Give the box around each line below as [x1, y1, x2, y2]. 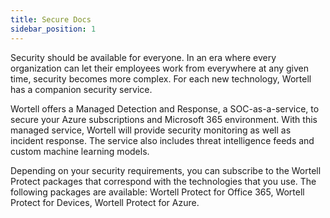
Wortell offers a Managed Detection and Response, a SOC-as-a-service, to [10, 102, 320, 115]
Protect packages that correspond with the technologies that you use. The [10, 175, 317, 187]
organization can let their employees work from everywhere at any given [10, 62, 310, 74]
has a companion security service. [10, 83, 153, 95]
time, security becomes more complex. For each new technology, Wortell [10, 72, 312, 85]
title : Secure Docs [10, 14, 92, 25]
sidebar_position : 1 [10, 24, 97, 34]
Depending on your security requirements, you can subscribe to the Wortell [10, 164, 322, 176]
